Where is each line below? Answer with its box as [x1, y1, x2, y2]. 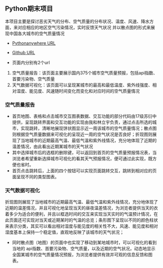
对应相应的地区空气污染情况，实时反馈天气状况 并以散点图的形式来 [17, 24, 151, 30]
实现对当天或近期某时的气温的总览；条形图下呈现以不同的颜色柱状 [26, 217, 158, 223]
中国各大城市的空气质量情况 [9, 31, 65, 36]
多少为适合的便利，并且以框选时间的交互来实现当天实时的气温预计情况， [9, 211, 154, 217]
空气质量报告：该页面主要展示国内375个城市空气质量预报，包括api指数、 [12, 70, 158, 76]
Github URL [12, 49, 35, 55]
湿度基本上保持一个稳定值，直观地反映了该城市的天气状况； [5, 229, 124, 235]
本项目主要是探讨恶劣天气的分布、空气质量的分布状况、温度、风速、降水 [5, 18, 149, 24]
